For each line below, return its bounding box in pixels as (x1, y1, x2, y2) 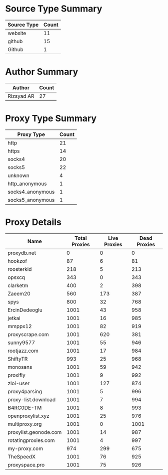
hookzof (7, 257, 27, 264)
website (7, 30, 26, 37)
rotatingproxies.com (7, 437, 55, 444)
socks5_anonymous (7, 196, 55, 203)
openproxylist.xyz (7, 412, 50, 419)
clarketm (7, 282, 28, 289)
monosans (7, 363, 32, 370)
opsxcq (7, 274, 25, 281)
